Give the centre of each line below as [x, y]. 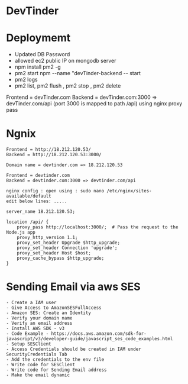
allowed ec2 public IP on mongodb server [65, 61]
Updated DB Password [42, 54]
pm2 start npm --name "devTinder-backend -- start [77, 73]
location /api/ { [27, 222]
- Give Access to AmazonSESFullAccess [54, 308]
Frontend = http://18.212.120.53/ [49, 150]
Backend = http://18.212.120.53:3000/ [54, 155]
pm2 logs [26, 80]
